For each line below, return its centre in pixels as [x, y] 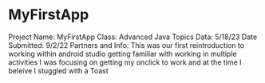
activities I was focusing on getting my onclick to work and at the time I [125, 62]
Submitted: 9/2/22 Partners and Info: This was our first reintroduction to [127, 45]
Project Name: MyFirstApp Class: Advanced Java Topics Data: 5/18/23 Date [133, 37]
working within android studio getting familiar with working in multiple [123, 53]
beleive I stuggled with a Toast [59, 70]
